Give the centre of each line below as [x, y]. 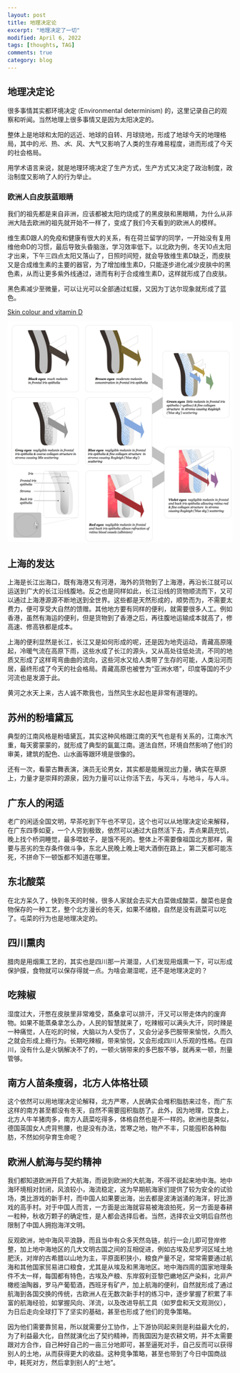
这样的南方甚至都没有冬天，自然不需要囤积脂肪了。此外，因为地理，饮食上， [120, 1110]
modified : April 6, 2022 [44, 38]
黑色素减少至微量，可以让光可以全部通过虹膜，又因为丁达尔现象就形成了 [114, 289]
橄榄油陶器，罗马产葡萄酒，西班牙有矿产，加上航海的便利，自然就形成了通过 [120, 1285]
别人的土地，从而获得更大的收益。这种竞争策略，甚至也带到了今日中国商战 [117, 1354]
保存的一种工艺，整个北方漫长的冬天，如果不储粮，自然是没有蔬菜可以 [116, 909]
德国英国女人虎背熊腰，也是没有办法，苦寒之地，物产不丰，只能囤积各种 [114, 1128]
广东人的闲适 [36, 803]
